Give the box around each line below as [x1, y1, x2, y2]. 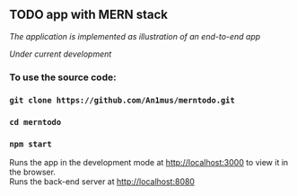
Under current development [9, 49, 112, 59]
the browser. [9, 166, 57, 177]
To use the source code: [9, 71, 117, 84]
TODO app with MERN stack [9, 7, 169, 22]
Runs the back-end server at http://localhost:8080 [9, 175, 196, 187]
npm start [9, 138, 52, 149]
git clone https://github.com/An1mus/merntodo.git [9, 94, 235, 105]
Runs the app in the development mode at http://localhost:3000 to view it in [9, 156, 289, 167]
